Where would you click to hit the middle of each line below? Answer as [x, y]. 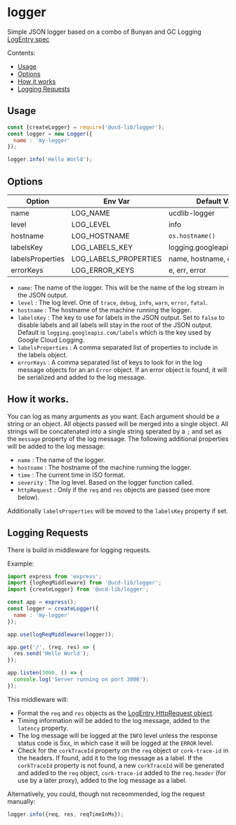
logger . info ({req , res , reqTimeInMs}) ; [66, 814]
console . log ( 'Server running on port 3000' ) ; [81, 679]
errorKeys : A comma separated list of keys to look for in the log [110, 362]
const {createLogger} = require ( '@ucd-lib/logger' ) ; [86, 127]
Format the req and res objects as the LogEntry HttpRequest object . [116, 713]
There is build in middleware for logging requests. [79, 550]
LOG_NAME [91, 213]
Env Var [116, 201]
